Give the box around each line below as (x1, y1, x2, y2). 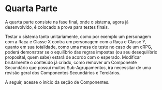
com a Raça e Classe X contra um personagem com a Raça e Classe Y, (5, 38, 147, 44)
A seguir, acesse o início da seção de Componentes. (5, 79, 110, 85)
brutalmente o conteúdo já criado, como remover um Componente (5, 59, 137, 65)
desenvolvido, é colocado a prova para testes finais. (5, 24, 109, 30)
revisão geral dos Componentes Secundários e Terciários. (5, 70, 121, 75)
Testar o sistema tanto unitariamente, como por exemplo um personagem (5, 34, 151, 39)
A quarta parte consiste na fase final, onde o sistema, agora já (5, 19, 129, 25)
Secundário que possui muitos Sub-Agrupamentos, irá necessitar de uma (5, 64, 151, 71)
